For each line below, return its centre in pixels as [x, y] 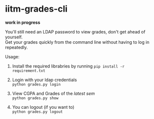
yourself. [14, 37]
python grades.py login [36, 84]
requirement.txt [29, 71]
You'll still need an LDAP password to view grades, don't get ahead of [75, 32]
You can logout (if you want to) [43, 107]
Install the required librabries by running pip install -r [68, 66]
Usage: [12, 56]
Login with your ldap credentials [44, 80]
